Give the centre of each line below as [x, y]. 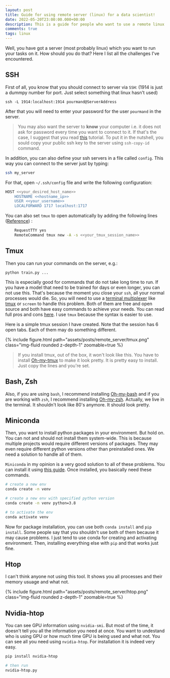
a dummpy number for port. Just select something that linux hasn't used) [82, 93]
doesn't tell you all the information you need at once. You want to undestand [85, 631]
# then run [17, 666]
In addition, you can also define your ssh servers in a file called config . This [84, 158]
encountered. [19, 59]
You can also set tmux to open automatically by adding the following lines [81, 216]
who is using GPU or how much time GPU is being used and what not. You [83, 636]
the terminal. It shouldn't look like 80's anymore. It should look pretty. [78, 404]
